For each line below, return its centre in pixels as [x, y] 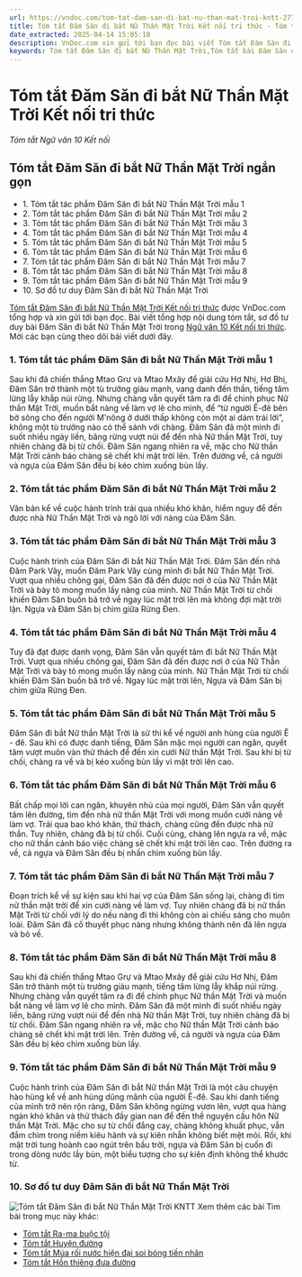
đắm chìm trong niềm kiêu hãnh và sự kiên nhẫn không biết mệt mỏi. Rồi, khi [151, 1135]
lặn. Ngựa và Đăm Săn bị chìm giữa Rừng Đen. [95, 608]
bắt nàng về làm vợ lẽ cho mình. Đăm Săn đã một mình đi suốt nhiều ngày [146, 1006]
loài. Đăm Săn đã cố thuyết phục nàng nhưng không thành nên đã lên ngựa [148, 924]
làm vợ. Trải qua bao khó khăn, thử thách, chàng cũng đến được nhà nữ [142, 824]
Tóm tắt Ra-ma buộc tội [66, 1233]
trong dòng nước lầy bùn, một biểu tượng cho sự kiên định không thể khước [149, 1154]
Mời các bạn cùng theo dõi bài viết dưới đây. [91, 336]
